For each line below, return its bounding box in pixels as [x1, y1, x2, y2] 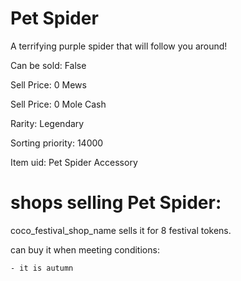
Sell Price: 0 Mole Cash [10, 98, 107, 110]
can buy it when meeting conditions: [10, 243, 160, 256]
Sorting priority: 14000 [10, 137, 104, 149]
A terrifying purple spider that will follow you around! [10, 40, 228, 52]
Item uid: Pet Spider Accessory [10, 156, 138, 168]
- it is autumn [10, 263, 74, 273]
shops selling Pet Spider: [10, 192, 222, 214]
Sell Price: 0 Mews [10, 78, 87, 91]
